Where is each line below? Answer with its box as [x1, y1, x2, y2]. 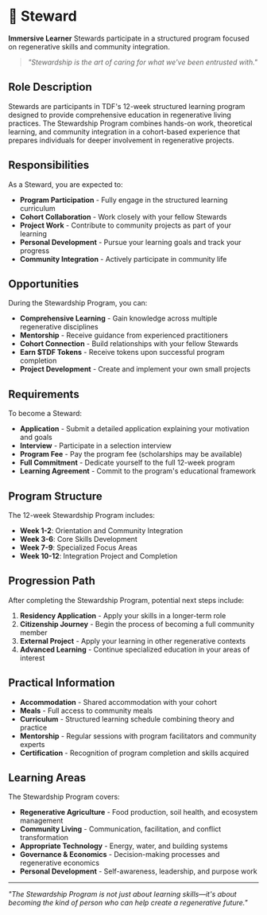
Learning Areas [8, 771, 86, 785]
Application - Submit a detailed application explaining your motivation [19, 424, 250, 434]
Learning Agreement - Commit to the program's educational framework [19, 466, 257, 476]
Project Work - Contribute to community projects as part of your [19, 220, 232, 230]
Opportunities [8, 277, 79, 290]
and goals [19, 433, 53, 442]
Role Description [8, 80, 93, 94]
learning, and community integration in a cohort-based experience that [8, 127, 241, 136]
